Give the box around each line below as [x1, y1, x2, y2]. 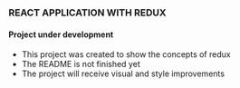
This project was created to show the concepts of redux [21, 49, 232, 60]
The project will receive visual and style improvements [21, 68, 226, 79]
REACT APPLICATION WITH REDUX [8, 6, 167, 19]
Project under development [8, 29, 114, 40]
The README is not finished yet [21, 59, 141, 70]
